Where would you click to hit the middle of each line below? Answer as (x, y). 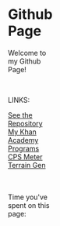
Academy (23, 140)
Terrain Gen (27, 165)
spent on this (29, 205)
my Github (25, 61)
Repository (25, 123)
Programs (24, 148)
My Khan (23, 132)
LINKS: (19, 100)
